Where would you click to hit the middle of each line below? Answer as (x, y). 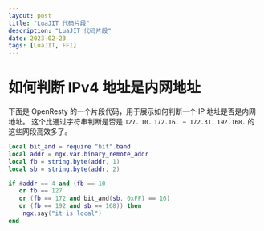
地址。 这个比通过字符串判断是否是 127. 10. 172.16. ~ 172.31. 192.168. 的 (132, 122)
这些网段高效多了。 (40, 132)
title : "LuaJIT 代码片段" (49, 23)
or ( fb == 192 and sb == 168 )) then (80, 206)
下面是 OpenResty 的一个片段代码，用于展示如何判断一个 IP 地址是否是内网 (132, 111)
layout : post (30, 16)
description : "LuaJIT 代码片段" (60, 30)
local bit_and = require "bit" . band (69, 147)
